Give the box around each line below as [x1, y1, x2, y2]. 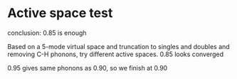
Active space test [7, 5, 113, 21]
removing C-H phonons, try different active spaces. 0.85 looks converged [7, 50, 224, 58]
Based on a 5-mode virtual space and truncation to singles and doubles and [7, 42, 230, 51]
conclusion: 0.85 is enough [7, 28, 87, 37]
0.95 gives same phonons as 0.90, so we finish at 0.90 [7, 63, 168, 72]
